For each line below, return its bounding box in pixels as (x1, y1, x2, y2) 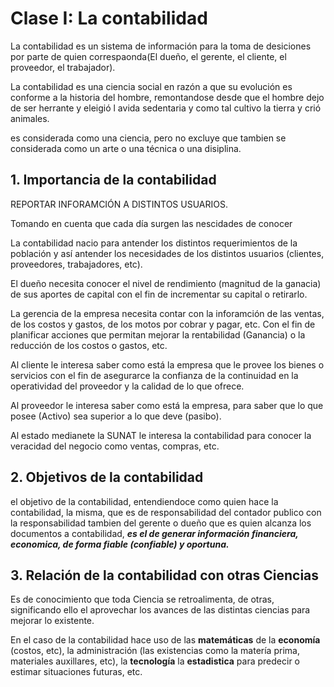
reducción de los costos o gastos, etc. (10, 339, 168, 351)
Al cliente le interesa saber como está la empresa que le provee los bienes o (10, 358, 325, 371)
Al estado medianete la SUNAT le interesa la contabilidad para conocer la (10, 429, 312, 441)
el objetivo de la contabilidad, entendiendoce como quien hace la (10, 495, 279, 507)
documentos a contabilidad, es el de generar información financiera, (10, 527, 299, 539)
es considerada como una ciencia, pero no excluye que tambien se (10, 132, 287, 144)
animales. (10, 112, 50, 124)
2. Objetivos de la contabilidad (10, 469, 204, 486)
